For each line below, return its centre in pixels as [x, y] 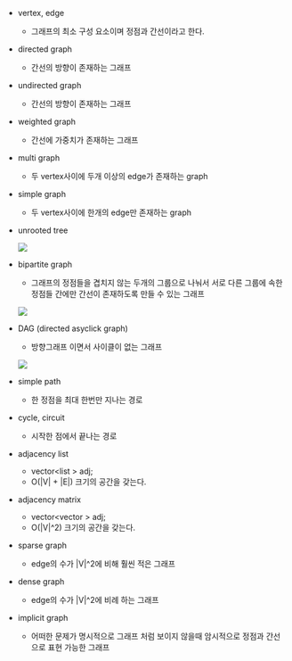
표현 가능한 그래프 [79, 647]
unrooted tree [43, 230]
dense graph [41, 582]
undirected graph [49, 85]
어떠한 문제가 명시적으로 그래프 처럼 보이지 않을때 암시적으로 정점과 [147, 636]
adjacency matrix [49, 500]
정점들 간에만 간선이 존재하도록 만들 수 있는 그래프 [118, 294]
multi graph [39, 158]
